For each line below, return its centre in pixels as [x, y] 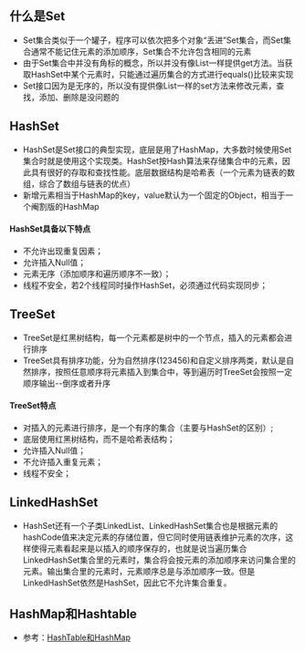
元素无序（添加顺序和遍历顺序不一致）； [97, 274]
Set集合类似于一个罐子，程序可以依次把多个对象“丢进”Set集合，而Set [153, 40]
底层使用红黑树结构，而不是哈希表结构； [99, 439]
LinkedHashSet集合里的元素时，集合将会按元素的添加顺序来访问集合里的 [159, 560]
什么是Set [37, 16]
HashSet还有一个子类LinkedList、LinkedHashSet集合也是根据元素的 [150, 525]
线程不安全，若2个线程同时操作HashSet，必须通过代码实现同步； [145, 285]
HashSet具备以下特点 [50, 229]
